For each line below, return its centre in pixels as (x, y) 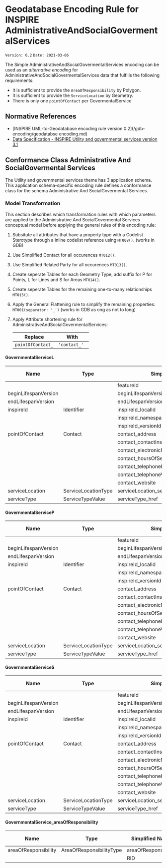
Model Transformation (33, 203)
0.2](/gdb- (134, 128)
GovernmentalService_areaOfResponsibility (52, 822)
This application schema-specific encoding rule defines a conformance (78, 185)
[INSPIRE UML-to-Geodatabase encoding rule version (67, 128)
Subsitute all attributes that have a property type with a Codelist (78, 234)
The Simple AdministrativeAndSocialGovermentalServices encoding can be (82, 64)
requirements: (19, 80)
